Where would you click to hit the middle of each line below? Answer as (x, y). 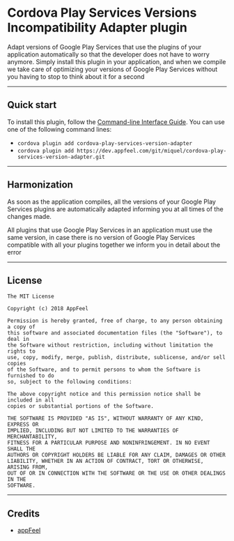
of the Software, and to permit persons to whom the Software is (104, 370)
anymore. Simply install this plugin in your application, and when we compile (117, 61)
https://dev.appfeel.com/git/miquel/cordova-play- (151, 151)
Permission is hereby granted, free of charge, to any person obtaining (115, 321)
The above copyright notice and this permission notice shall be (104, 394)
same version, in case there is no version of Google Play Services (101, 237)
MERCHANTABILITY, (32, 437)
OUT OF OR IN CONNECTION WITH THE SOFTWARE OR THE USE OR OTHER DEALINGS (117, 473)
